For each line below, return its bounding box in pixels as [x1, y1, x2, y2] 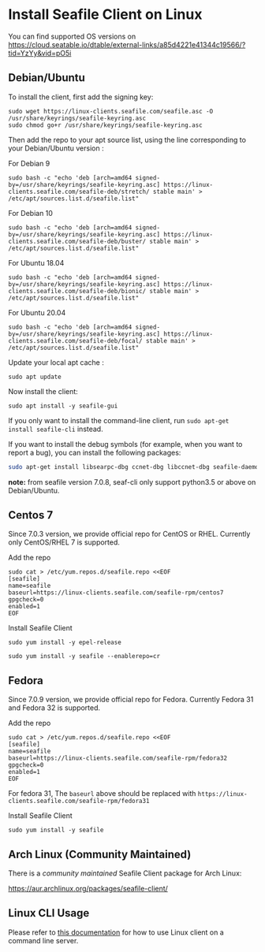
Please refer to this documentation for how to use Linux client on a [8, 928, 225, 937]
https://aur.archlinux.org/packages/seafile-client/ [8, 884, 168, 894]
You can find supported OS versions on [8, 32, 136, 41]
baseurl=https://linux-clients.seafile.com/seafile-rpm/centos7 [8, 589, 224, 597]
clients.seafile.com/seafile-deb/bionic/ [8, 287, 147, 295]
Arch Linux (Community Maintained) [8, 847, 192, 861]
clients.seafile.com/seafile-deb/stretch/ [8, 188, 150, 195]
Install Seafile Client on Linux [8, 6, 203, 24]
